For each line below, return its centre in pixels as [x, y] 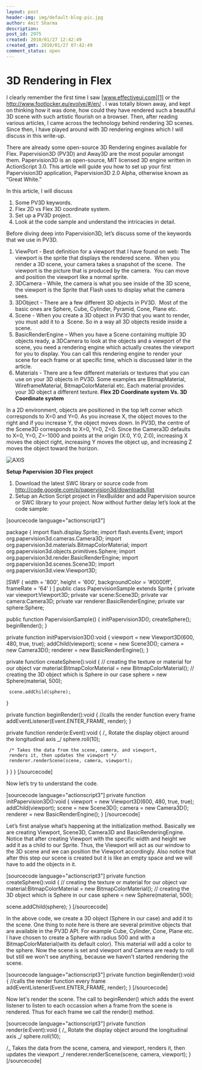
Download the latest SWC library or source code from [81, 483]
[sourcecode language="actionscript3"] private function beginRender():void [100, 974]
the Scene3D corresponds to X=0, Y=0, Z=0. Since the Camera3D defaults [98, 429]
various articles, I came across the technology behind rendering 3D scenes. [100, 123]
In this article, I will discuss [40, 191]
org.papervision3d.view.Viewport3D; [52, 570]
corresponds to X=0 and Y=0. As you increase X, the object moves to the [97, 416]
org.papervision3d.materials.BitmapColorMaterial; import [77, 545]
